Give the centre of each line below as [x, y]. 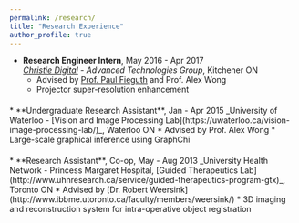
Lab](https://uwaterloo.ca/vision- [227, 120]
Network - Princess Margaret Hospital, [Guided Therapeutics [124, 170]
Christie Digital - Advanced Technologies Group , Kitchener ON [140, 70]
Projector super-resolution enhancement [113, 90]
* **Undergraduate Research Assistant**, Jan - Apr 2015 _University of [144, 111]
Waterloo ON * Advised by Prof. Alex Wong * [191, 130]
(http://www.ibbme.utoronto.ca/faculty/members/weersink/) [122, 199]
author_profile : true [51, 35]
